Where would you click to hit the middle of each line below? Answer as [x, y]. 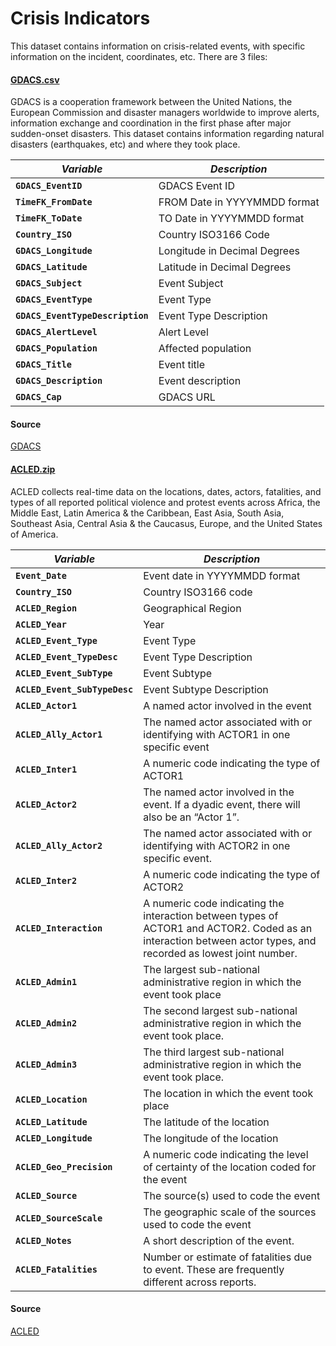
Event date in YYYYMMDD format [222, 575]
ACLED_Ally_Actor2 [59, 845]
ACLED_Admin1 [46, 981]
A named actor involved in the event [227, 705]
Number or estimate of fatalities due [228, 1257]
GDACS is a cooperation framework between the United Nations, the [151, 102]
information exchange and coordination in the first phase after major [151, 123]
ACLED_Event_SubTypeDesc [74, 689]
